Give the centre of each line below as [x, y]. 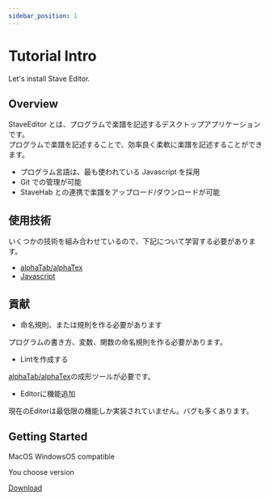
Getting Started [48, 437]
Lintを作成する [44, 359]
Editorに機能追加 [48, 393]
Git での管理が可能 [51, 182]
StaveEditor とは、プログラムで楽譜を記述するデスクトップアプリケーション [135, 124]
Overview [34, 103]
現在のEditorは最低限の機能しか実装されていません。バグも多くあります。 [131, 411]
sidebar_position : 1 [43, 16]
